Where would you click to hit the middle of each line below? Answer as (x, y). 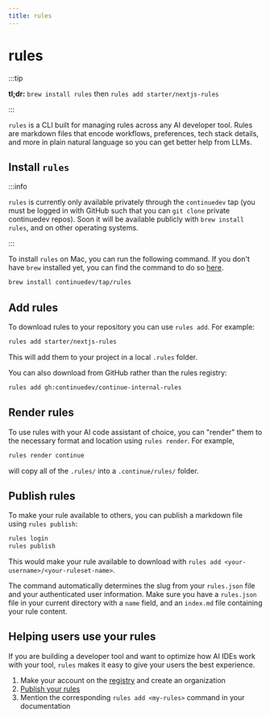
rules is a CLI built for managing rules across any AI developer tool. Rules (131, 125)
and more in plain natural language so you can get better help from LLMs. (130, 142)
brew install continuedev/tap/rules (70, 283)
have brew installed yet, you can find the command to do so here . (116, 267)
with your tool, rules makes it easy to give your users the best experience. (132, 665)
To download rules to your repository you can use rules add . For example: (132, 327)
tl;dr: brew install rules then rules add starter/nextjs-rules (114, 93)
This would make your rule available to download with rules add (115, 562)
